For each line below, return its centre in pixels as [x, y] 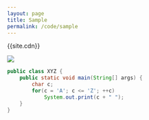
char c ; [43, 84]
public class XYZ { [35, 72]
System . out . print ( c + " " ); [84, 97]
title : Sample [27, 20]
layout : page [26, 13]
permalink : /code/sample [43, 26]
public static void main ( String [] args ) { [81, 78]
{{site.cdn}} [24, 46]
